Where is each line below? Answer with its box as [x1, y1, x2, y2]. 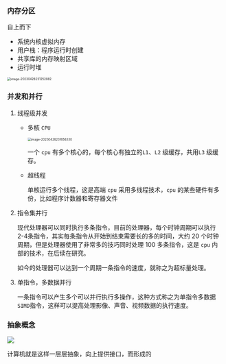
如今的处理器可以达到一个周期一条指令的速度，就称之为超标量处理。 [16, 263, 210, 271]
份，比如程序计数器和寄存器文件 [27, 194, 118, 202]
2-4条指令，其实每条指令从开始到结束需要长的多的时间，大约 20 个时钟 [16, 232, 220, 240]
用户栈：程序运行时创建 [16, 46, 84, 54]
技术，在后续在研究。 [29, 249, 90, 257]
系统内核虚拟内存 [16, 38, 66, 46]
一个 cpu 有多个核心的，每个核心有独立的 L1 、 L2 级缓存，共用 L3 [27, 147, 205, 156]
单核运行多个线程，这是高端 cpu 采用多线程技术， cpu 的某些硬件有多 [27, 185, 220, 193]
